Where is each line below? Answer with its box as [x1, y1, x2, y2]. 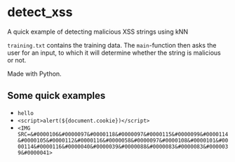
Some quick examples [7, 90, 106, 102]
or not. [7, 55, 27, 64]
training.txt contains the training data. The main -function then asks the [7, 41, 217, 49]
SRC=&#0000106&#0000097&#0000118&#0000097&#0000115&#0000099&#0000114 [17, 130, 229, 137]
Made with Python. [7, 69, 62, 78]
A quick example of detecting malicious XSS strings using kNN [7, 27, 188, 36]
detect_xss [7, 4, 73, 20]
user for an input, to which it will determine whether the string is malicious [7, 48, 221, 57]
